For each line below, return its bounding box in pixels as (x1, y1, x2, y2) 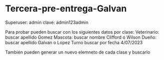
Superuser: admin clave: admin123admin (5, 19, 89, 25)
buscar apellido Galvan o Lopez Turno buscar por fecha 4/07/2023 (5, 39, 143, 45)
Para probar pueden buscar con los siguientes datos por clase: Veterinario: (5, 29, 160, 35)
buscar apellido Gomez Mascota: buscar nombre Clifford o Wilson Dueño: (5, 34, 157, 40)
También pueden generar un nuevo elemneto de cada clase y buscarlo (5, 49, 151, 55)
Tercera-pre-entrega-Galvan (5, 3, 127, 14)
